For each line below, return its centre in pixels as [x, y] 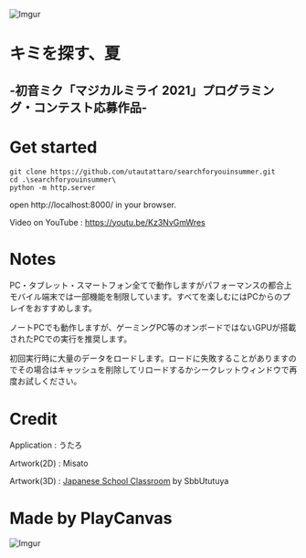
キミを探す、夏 [65, 54]
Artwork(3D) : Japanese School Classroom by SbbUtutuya [119, 481]
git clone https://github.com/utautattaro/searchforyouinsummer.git [142, 172]
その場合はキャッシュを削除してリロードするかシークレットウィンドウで [153, 370]
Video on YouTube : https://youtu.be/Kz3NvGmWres [107, 222]
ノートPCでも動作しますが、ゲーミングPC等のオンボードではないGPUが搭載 [153, 328]
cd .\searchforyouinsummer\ [63, 179]
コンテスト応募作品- [90, 107]
